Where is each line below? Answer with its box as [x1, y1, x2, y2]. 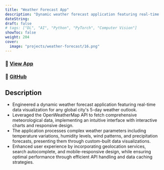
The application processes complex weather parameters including [12, 128, 146, 134]
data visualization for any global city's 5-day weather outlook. [12, 107, 137, 113]
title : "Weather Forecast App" [5, 7, 69, 12]
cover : [5, 39, 19, 44]
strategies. [12, 159, 34, 165]
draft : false [5, 21, 32, 26]
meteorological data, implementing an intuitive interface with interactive [12, 117, 157, 123]
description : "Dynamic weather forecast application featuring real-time [5, 12, 160, 17]
